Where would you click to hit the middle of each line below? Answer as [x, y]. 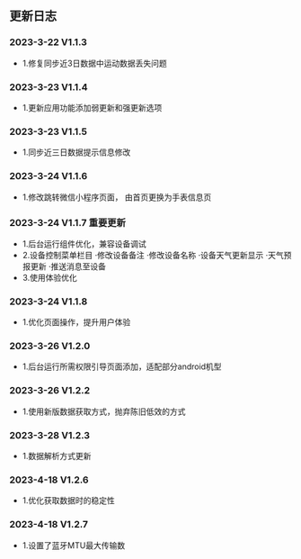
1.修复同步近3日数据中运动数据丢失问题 [95, 63]
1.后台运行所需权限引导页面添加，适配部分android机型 [122, 366]
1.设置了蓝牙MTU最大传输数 [74, 545]
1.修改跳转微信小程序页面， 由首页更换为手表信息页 [117, 197]
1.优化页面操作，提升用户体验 [76, 322]
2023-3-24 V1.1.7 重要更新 [67, 222]
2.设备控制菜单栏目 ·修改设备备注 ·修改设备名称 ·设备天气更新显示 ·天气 [153, 255]
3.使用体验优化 [50, 277]
